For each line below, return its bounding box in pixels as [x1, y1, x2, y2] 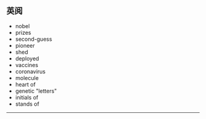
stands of [15, 100, 40, 107]
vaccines [15, 61, 39, 68]
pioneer [15, 41, 36, 49]
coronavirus [15, 68, 46, 75]
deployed [15, 54, 39, 62]
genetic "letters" [15, 87, 57, 95]
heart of [15, 81, 36, 88]
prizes [15, 29, 32, 36]
